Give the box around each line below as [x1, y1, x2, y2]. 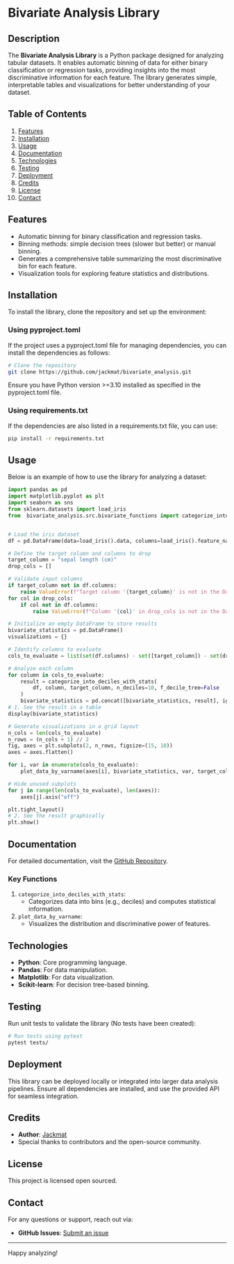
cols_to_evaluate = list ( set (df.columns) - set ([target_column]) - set [8, 652, 219, 659]
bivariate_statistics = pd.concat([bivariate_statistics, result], [20, 697, 219, 704]
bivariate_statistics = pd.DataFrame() [8, 627, 124, 634]
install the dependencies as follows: [8, 348, 110, 357]
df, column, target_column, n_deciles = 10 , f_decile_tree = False [33, 684, 219, 691]
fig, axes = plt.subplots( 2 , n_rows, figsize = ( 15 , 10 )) [8, 742, 173, 750]
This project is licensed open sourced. [8, 1176, 117, 1185]
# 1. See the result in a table [8, 704, 101, 711]
